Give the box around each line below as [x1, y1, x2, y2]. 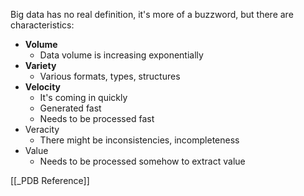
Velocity [24, 81, 62, 93]
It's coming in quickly [39, 92, 128, 103]
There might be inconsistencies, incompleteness [39, 134, 240, 146]
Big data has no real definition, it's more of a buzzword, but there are [10, 9, 294, 20]
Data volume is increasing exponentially [39, 49, 204, 61]
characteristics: [10, 19, 75, 31]
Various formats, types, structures [39, 70, 181, 82]
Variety [24, 60, 57, 71]
